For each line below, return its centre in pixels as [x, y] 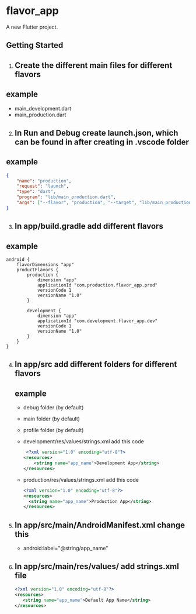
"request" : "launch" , [43, 186]
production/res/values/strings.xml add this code [81, 480]
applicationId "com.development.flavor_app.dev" [97, 321]
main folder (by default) [52, 419]
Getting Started [35, 45]
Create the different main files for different [93, 65]
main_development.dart [43, 108]
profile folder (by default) [53, 430]
